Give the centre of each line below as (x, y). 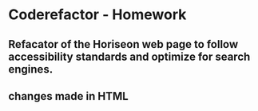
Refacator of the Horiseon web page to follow (123, 44)
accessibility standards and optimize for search (129, 56)
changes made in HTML (69, 96)
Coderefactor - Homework (97, 15)
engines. (31, 69)
